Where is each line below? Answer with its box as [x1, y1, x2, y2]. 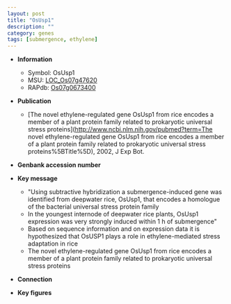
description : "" [7, 23, 54, 30]
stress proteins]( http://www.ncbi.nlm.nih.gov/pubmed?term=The [27, 125, 213, 134]
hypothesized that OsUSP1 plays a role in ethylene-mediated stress [27, 232, 221, 241]
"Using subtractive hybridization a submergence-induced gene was [27, 188, 223, 196]
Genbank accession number [17, 161, 101, 169]
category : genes [7, 29, 54, 37]
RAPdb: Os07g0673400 [27, 83, 96, 92]
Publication [17, 97, 51, 105]
